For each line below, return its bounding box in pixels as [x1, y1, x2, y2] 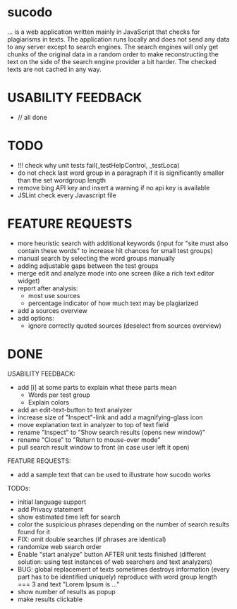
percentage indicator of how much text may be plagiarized [28, 299, 199, 307]
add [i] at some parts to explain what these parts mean [17, 383, 177, 391]
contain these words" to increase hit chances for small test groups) [17, 246, 213, 254]
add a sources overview [17, 306, 88, 314]
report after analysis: [17, 283, 78, 293]
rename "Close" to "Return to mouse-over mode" [17, 435, 161, 444]
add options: [17, 314, 54, 322]
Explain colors [28, 398, 69, 406]
